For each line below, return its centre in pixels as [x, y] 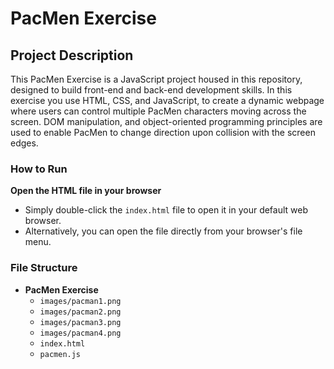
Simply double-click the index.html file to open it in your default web [166, 210]
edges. [24, 143]
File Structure [44, 268]
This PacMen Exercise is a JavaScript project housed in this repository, [156, 79]
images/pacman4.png [80, 333]
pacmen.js [60, 354]
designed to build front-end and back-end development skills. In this [151, 90]
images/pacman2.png [80, 312]
